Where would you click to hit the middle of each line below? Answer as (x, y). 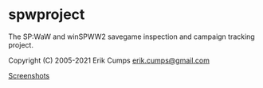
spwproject (47, 15)
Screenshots (29, 75)
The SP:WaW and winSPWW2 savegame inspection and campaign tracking (131, 36)
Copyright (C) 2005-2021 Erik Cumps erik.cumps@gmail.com (109, 60)
